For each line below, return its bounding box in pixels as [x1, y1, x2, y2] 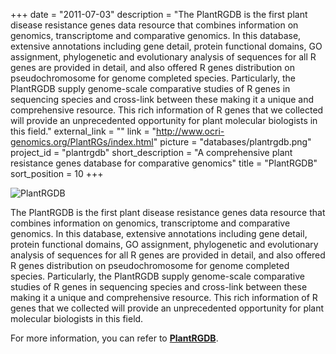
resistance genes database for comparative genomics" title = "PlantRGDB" [10, 157, 318, 169]
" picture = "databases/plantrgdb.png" [153, 136, 312, 148]
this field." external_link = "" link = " [10, 125, 157, 137]
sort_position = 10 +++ [10, 168, 104, 179]
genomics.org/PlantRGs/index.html [10, 136, 154, 148]
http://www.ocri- [156, 125, 225, 137]
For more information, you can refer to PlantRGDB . [10, 332, 219, 344]
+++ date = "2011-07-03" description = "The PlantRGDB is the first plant [10, 9, 308, 20]
